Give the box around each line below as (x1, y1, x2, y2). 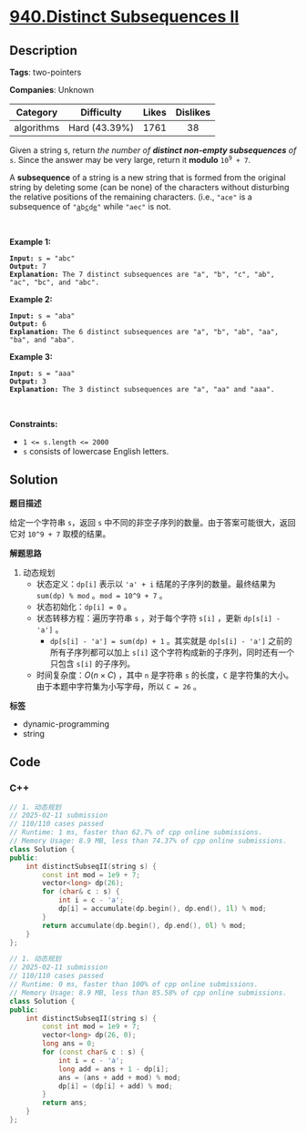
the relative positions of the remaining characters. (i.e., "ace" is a (9, 191, 252, 202)
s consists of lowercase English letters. (22, 446, 169, 456)
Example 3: (9, 352, 53, 362)
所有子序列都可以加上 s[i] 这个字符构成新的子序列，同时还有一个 (49, 647, 294, 658)
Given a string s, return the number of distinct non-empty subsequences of (9, 145, 297, 156)
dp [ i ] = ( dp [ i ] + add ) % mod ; (57, 1081, 173, 1090)
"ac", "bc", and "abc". (9, 278, 100, 287)
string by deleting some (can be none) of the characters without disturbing (9, 182, 290, 192)
